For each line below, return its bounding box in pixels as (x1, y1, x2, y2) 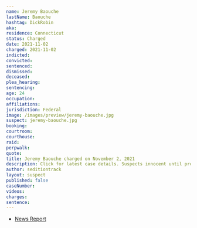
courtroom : (6, 128, 33, 135)
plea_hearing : (6, 80, 41, 86)
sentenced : (6, 63, 33, 69)
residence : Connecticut (6, 30, 64, 36)
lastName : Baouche (6, 14, 51, 20)
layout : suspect (6, 172, 46, 178)
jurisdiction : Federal (6, 107, 62, 113)
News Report (14, 215, 47, 223)
